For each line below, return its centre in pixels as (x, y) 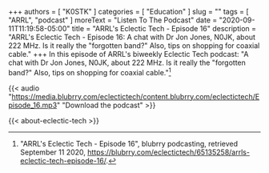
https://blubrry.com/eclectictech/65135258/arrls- (169, 152)
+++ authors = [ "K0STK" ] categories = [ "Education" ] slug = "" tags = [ (129, 12)
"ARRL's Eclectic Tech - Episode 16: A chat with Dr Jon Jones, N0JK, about (132, 37)
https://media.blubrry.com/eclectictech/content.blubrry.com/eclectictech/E (136, 96)
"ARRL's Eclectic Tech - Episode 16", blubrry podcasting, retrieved (129, 143)
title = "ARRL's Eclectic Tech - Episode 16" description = (164, 28)
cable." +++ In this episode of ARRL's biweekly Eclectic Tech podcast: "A (128, 54)
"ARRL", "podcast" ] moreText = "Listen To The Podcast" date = (113, 20)
